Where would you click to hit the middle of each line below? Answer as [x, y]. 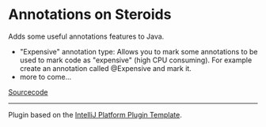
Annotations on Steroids [90, 15]
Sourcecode [28, 92]
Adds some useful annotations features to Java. [86, 36]
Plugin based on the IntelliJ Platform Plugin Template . [95, 114]
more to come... [46, 77]
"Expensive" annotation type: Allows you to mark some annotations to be [139, 51]
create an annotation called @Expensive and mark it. [105, 68]
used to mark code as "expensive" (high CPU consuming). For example [136, 60]
